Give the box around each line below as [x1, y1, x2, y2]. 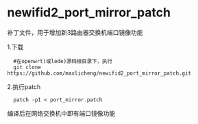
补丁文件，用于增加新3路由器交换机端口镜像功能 [7, 28, 143, 36]
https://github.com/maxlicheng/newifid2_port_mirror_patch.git [7, 70, 192, 77]
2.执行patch [7, 82, 41, 90]
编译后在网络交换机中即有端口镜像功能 [7, 109, 115, 117]
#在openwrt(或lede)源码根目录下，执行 [13, 58, 113, 64]
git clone [13, 64, 41, 71]
